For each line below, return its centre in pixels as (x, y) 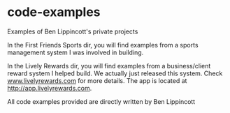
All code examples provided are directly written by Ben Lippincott (101, 101)
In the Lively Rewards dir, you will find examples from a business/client (109, 66)
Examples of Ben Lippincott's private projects (73, 31)
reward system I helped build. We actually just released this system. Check (115, 73)
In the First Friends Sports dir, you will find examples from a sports (103, 45)
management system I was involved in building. (76, 52)
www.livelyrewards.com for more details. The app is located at (97, 80)
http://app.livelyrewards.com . (50, 88)
